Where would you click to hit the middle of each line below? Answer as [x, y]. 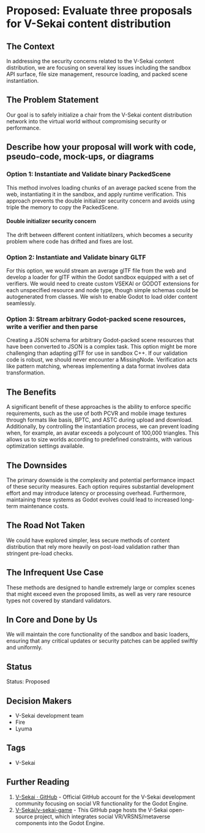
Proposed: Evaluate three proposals [99, 11]
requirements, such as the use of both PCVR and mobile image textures [96, 413]
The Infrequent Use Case [55, 572]
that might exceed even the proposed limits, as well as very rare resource [99, 594]
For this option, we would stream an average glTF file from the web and [96, 270]
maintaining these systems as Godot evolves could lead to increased [93, 499]
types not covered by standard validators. [59, 600]
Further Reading [38, 782]
